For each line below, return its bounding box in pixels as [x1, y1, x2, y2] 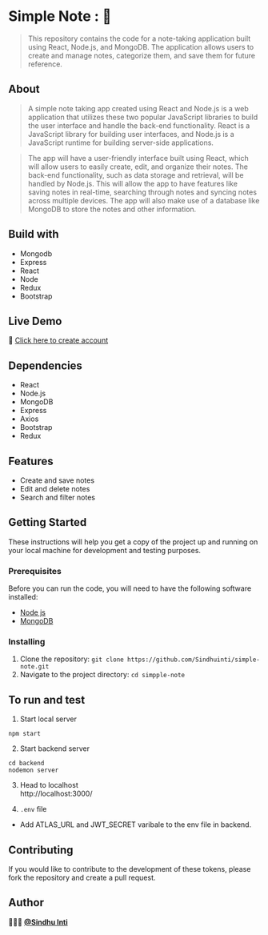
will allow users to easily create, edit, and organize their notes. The [27, 162, 248, 171]
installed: [8, 592, 38, 602]
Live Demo [8, 314, 62, 327]
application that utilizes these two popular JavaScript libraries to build [27, 112, 258, 122]
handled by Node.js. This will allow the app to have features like [27, 179, 238, 188]
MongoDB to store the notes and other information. [27, 204, 197, 214]
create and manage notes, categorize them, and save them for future [27, 50, 256, 60]
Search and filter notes [19, 492, 96, 502]
